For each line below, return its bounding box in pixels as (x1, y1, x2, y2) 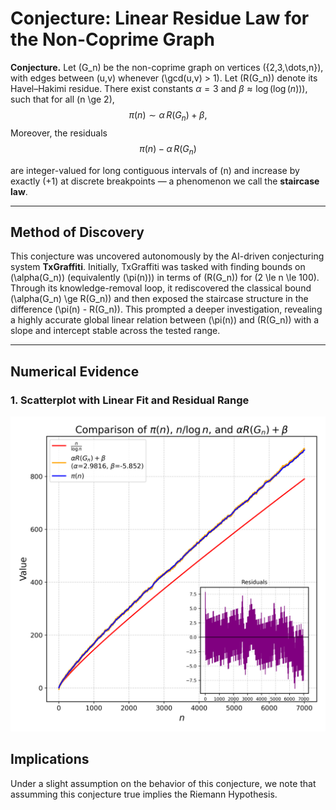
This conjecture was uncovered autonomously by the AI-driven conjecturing (10, 250, 325, 262)
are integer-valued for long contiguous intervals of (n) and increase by (10, 164, 300, 176)
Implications (10, 751, 90, 768)
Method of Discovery (10, 223, 145, 241)
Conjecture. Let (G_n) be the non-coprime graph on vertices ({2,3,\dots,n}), (10, 61, 324, 73)
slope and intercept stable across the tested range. (10, 325, 221, 337)
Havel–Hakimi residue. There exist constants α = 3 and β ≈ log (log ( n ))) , (10, 82, 308, 94)
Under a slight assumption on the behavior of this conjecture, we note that (10, 777, 317, 789)
